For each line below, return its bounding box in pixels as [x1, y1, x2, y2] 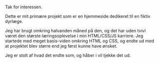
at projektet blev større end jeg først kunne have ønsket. [5, 43, 118, 49]
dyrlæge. [5, 19, 23, 24]
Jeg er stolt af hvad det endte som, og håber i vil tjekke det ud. [5, 52, 131, 58]
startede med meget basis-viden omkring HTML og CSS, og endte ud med [5, 38, 155, 44]
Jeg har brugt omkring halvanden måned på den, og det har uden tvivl [5, 28, 146, 33]
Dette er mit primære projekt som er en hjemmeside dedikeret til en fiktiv [5, 13, 151, 19]
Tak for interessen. [5, 4, 43, 10]
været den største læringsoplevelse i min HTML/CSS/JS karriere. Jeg [5, 33, 143, 38]
